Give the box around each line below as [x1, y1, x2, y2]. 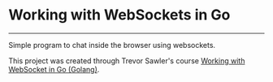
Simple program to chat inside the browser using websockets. [8, 40, 216, 50]
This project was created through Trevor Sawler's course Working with [8, 55, 245, 66]
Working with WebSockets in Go [8, 6, 231, 24]
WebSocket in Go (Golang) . [8, 64, 100, 74]
